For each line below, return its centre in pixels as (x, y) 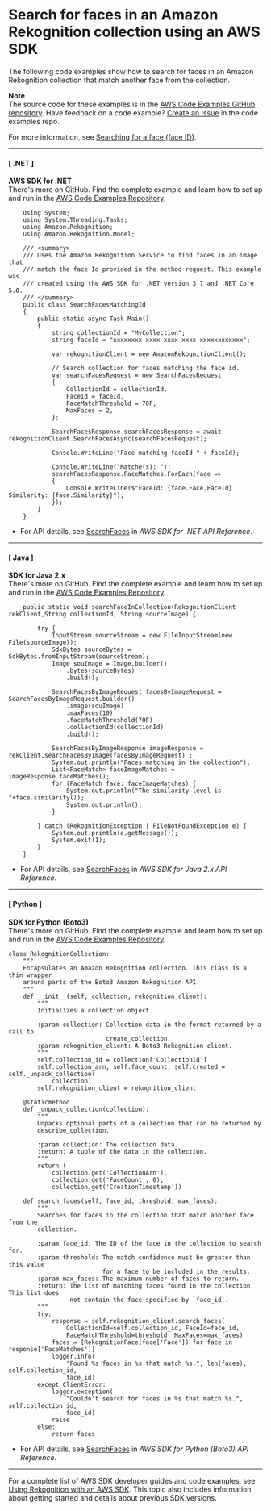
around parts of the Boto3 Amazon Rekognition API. (111, 982)
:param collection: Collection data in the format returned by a (150, 1025)
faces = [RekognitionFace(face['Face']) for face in (142, 1342)
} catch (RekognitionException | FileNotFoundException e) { (142, 826)
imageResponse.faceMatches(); (59, 777)
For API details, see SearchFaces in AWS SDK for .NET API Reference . (136, 532)
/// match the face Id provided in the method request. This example (142, 269)
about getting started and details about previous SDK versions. (113, 1497)
